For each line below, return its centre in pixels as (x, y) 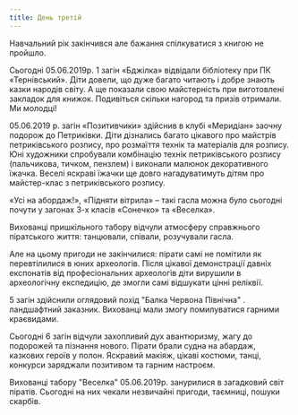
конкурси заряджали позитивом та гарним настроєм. (112, 365)
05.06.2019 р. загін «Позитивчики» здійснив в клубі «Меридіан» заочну (146, 125)
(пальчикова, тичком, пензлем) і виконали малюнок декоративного (139, 163)
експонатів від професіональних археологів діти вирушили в (125, 272)
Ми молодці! (33, 108)
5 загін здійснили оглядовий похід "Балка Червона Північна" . (128, 299)
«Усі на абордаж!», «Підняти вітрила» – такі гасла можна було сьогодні (146, 200)
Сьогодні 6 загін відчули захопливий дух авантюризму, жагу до (131, 336)
